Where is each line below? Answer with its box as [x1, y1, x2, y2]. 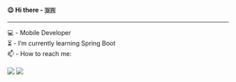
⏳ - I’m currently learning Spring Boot [7, 39, 116, 48]
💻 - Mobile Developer [7, 29, 72, 37]
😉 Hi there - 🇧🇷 [7, 6, 56, 14]
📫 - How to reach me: [7, 50, 72, 58]
